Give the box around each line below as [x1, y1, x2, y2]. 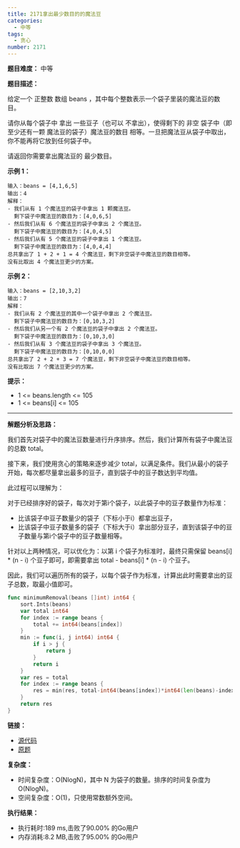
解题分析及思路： [7, 420, 58, 429]
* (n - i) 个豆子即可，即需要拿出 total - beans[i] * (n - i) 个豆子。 [7, 556, 194, 564]
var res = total [20, 674, 69, 681]
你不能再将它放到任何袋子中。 [7, 136, 95, 145]
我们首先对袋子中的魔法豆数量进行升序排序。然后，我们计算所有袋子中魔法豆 [7, 435, 233, 444]
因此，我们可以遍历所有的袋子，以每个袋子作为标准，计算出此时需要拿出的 [7, 571, 226, 579]
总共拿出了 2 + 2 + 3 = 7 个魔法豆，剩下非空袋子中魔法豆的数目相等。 [7, 356, 194, 363]
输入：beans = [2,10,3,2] [7, 287, 81, 294]
